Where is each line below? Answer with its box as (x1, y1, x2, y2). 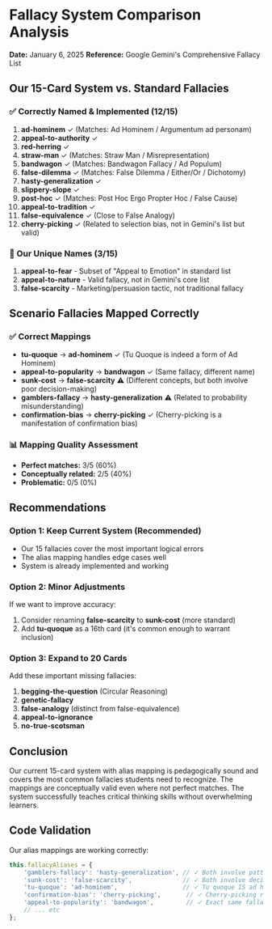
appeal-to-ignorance (20, 712, 94, 722)
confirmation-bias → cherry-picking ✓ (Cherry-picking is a (20, 409, 223, 419)
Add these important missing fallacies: (9, 671, 136, 681)
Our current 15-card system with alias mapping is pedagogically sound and (9, 766, 259, 775)
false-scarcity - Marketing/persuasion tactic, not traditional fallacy (20, 283, 245, 293)
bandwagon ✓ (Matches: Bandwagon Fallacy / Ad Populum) (20, 159, 223, 168)
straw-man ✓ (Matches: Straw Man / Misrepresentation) (20, 150, 210, 159)
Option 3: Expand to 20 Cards (9, 652, 128, 664)
